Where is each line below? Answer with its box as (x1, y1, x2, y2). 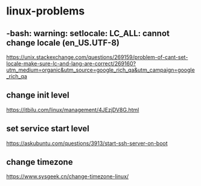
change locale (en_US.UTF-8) (6, 37, 120, 48)
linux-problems (6, 4, 85, 18)
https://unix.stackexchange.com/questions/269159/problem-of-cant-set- (6, 54, 188, 61)
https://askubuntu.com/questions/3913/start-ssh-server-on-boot (6, 140, 168, 147)
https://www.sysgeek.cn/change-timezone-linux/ (6, 173, 129, 180)
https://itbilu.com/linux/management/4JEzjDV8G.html (6, 106, 139, 113)
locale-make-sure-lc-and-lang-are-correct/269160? (6, 60, 136, 67)
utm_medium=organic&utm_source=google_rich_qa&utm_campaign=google (6, 66, 195, 73)
